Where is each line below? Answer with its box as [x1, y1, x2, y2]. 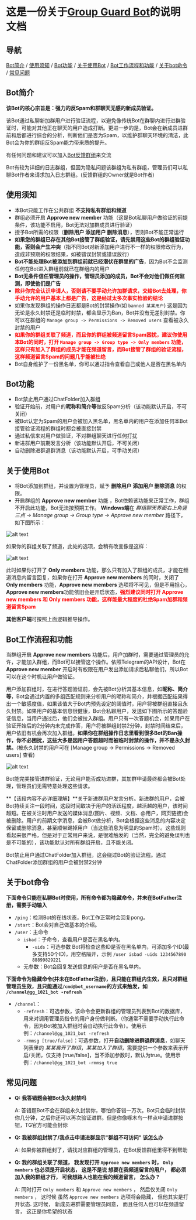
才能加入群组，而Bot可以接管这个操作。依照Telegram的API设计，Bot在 [16, 658, 186, 665]
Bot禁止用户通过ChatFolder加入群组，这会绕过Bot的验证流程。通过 [6, 852, 166, 859]
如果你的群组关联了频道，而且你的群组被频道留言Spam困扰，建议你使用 [14, 331, 188, 338]
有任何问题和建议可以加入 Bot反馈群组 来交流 [6, 151, 112, 158]
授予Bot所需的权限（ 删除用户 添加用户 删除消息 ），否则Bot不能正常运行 [14, 228, 184, 235]
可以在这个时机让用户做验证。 [6, 673, 78, 680]
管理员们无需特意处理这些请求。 [16, 782, 93, 790]
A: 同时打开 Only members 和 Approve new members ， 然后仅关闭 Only [14, 1185, 178, 1192]
